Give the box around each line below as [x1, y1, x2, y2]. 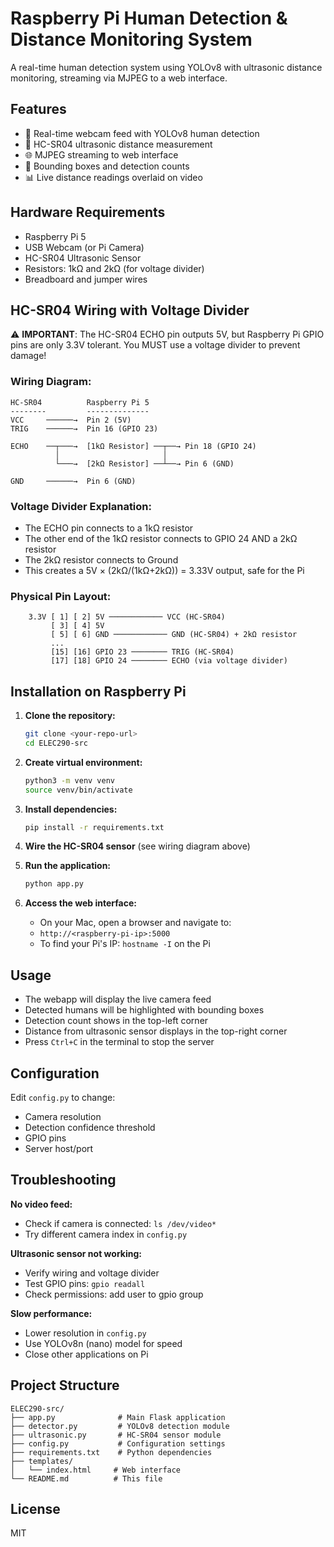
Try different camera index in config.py [24, 1228, 188, 1240]
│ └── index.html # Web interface [10, 1465, 182, 1475]
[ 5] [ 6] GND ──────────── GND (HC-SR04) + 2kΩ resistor [50, 630, 298, 640]
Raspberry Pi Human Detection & [10, 7, 288, 30]
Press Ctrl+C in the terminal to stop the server [24, 1036, 215, 1048]
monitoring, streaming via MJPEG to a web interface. [10, 72, 228, 84]
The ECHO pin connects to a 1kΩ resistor [24, 522, 194, 534]
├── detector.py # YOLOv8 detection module [10, 1421, 230, 1431]
